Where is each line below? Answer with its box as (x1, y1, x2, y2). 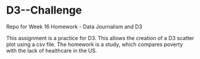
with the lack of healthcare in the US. (6, 47, 97, 54)
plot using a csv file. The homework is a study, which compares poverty (6, 41, 183, 48)
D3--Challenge (6, 4, 82, 17)
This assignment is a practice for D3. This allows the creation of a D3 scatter (6, 34, 195, 41)
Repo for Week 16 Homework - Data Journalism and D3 (6, 23, 143, 30)
